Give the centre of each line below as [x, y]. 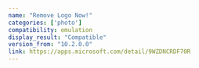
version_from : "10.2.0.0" [50, 45]
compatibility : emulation [50, 30]
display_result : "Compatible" [58, 37]
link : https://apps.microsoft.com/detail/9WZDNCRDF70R [99, 52]
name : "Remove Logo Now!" [50, 15]
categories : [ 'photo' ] [45, 23]
